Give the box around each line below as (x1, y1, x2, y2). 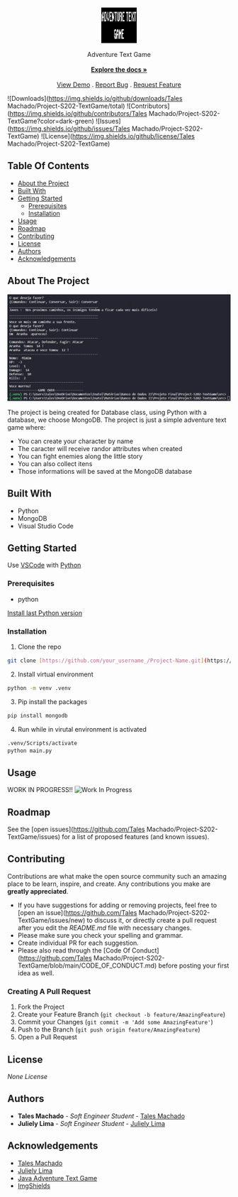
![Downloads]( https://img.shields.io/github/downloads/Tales (7, 94, 183, 102)
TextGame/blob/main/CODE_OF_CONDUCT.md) (17, 961, 157, 970)
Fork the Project (17, 1002, 65, 1012)
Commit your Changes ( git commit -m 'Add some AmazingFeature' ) (17, 1018, 214, 1027)
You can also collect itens (17, 459, 93, 468)
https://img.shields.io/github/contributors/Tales (9, 109, 147, 117)
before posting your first (158, 961, 229, 970)
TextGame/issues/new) (17, 916, 86, 924)
